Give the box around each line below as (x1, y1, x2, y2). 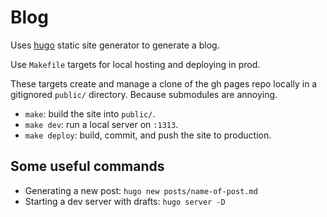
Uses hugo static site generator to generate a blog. (10, 39, 220, 51)
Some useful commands (10, 158, 165, 175)
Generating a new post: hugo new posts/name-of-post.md (24, 184, 258, 196)
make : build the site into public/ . (24, 107, 156, 120)
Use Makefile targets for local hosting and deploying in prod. (10, 58, 261, 70)
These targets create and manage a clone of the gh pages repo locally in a (10, 77, 318, 90)
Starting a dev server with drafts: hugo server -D (24, 195, 226, 207)
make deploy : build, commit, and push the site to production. (24, 129, 272, 141)
